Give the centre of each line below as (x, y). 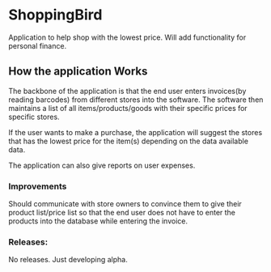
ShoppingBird (55, 15)
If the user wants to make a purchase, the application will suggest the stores (135, 132)
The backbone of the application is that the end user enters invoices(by (127, 91)
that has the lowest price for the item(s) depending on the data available (129, 141)
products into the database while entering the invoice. (98, 221)
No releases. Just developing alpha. (68, 260)
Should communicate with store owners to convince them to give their (125, 204)
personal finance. (38, 45)
